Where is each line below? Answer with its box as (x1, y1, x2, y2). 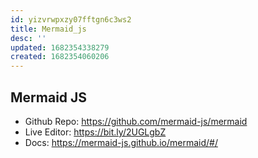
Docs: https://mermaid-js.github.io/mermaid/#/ (24, 136, 218, 148)
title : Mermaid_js (10, 24, 87, 34)
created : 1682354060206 (10, 52, 110, 62)
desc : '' (10, 33, 47, 43)
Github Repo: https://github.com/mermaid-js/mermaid (24, 115, 248, 127)
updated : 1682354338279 (10, 42, 110, 53)
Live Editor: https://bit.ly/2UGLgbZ (24, 126, 167, 138)
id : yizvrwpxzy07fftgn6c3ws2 (10, 14, 132, 25)
